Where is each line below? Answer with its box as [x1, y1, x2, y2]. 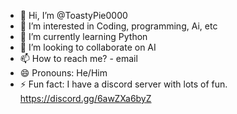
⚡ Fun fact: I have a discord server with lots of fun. [19, 78, 228, 90]
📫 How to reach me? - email [19, 53, 138, 64]
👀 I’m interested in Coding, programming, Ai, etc [19, 20, 218, 32]
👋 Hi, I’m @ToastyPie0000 [19, 10, 128, 21]
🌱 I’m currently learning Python [19, 31, 148, 42]
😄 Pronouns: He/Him [19, 67, 108, 79]
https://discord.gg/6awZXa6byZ [19, 93, 152, 104]
